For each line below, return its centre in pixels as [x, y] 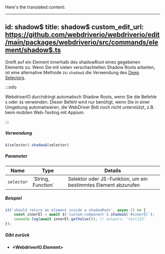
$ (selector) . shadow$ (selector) [37, 145]
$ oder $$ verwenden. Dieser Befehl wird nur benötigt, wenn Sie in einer [78, 102]
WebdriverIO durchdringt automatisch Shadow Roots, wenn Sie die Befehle [81, 97]
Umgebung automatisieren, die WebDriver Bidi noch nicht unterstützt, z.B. [80, 107]
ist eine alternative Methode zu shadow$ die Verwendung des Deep [72, 72]
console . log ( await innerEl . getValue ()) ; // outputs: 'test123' [80, 219]
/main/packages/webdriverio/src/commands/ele [82, 42]
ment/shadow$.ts [33, 50]
